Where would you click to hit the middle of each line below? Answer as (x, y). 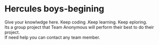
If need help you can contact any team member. (52, 37)
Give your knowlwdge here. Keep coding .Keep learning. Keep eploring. (76, 22)
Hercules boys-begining (55, 9)
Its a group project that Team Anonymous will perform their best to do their (79, 27)
